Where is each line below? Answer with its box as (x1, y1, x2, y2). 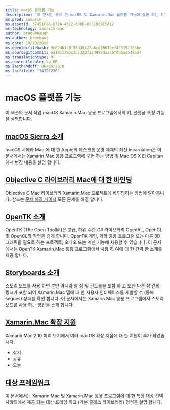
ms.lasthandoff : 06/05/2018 (5, 64, 65, 69)
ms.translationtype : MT (5, 54, 56, 60)
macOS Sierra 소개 (5, 132, 64, 141)
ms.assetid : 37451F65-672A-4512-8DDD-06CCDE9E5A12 (5, 21, 114, 27)
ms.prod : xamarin (5, 17, 42, 22)
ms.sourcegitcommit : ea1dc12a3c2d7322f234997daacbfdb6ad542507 (5, 50, 142, 55)
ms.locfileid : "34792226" (5, 69, 60, 74)
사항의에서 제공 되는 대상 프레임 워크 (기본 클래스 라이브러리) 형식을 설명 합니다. (5, 399, 162, 405)
